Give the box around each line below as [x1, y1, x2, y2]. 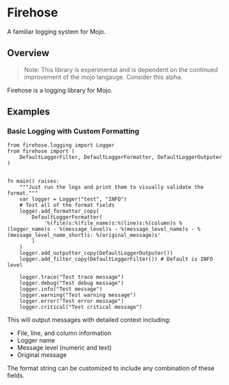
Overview [7, 47, 50, 59]
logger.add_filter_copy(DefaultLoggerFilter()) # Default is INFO [19, 256, 213, 263]
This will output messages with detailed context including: [7, 316, 171, 324]
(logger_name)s [7, 226, 51, 233]
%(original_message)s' [95, 232, 161, 239]
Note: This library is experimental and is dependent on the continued [23, 65, 218, 73]
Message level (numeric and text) [16, 344, 112, 352]
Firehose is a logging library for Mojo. [7, 86, 113, 94]
